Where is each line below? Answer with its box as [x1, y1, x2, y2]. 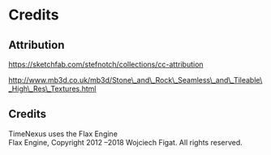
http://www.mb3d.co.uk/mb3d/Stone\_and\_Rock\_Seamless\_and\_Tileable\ [8, 75, 263, 84]
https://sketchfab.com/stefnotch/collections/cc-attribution [8, 59, 204, 69]
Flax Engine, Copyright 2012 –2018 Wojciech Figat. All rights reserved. [8, 137, 243, 147]
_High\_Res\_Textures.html [8, 84, 97, 93]
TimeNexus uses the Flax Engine [8, 128, 118, 139]
